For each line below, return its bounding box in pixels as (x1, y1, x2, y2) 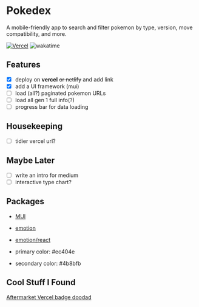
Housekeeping (6, 121, 62, 131)
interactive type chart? (15, 178, 72, 185)
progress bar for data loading (15, 103, 89, 110)
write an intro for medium (15, 171, 79, 179)
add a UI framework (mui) (15, 83, 79, 90)
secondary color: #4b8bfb (15, 260, 81, 267)
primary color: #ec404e (15, 247, 75, 255)
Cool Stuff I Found (6, 277, 76, 288)
